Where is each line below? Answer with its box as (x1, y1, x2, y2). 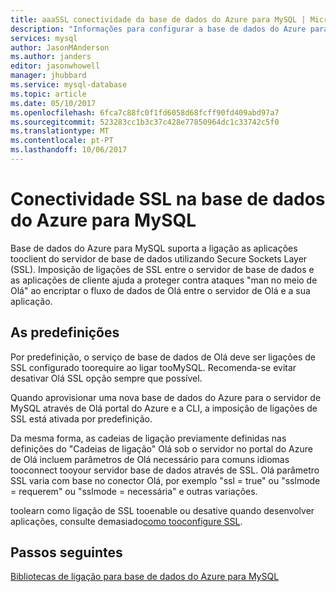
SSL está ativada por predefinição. (10, 412, 153, 425)
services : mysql (10, 33, 78, 43)
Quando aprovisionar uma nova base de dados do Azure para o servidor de (10, 391, 322, 403)
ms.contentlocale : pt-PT (10, 136, 114, 146)
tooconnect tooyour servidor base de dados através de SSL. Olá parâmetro (10, 464, 320, 476)
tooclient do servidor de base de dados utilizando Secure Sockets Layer (10, 252, 308, 265)
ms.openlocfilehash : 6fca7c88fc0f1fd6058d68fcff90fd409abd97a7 (10, 107, 280, 118)
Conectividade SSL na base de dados (10, 188, 326, 211)
